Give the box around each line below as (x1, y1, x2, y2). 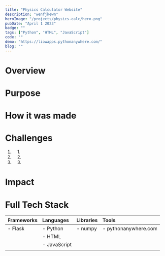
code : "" (5, 35, 23, 40)
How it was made (5, 110, 77, 121)
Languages (42, 217, 69, 224)
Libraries (76, 217, 98, 224)
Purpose (5, 88, 41, 98)
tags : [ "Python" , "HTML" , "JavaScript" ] (5, 30, 90, 35)
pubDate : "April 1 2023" (5, 21, 56, 26)
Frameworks (7, 217, 38, 224)
